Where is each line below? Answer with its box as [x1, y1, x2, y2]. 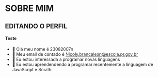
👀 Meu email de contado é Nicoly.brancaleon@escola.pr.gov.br [12, 51, 138, 57]
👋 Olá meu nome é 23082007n [12, 46, 74, 52]
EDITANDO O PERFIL [5, 22, 68, 30]
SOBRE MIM [5, 3, 54, 14]
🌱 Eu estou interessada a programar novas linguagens [12, 56, 120, 62]
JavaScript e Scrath [12, 66, 52, 72]
